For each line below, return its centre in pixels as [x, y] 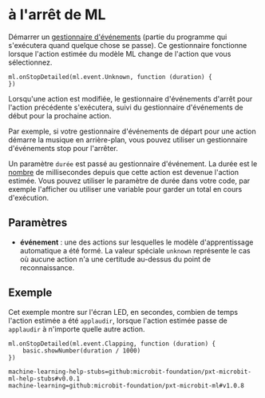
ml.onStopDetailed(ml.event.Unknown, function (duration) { [111, 77]
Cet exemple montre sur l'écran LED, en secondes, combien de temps [123, 312]
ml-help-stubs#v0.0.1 [44, 378]
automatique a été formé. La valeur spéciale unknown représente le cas [135, 250]
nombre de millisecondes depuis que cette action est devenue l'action [124, 172]
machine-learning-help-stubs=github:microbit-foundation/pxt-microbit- [130, 372]
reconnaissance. [47, 267]
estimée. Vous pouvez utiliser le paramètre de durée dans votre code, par [129, 181]
